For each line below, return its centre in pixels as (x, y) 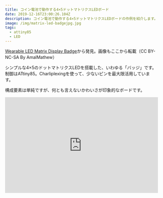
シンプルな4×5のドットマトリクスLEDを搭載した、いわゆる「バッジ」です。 (81, 67)
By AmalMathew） (39, 57)
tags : (10, 28)
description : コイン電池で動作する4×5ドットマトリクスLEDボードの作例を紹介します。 (81, 18)
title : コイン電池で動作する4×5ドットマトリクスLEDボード (57, 9)
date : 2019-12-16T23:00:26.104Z (38, 14)
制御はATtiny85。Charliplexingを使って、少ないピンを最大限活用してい (75, 73)
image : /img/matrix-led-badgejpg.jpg (43, 23)
